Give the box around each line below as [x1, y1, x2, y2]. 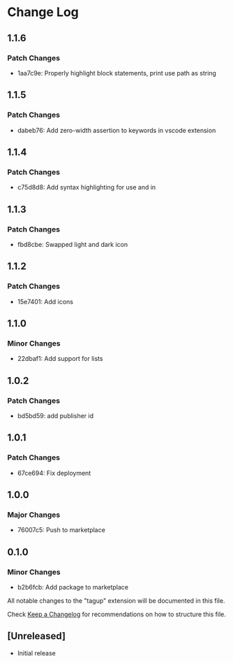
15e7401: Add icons [17, 297, 73, 306]
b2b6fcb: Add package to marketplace [17, 583, 129, 592]
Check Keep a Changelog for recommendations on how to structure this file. [7, 610, 227, 619]
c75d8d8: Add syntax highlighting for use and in [17, 183, 156, 192]
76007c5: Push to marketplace [17, 526, 106, 534]
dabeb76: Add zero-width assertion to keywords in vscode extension [17, 126, 216, 134]
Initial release [17, 648, 56, 657]
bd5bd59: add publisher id [17, 412, 94, 420]
